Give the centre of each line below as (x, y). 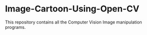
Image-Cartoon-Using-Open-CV (72, 9)
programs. (15, 27)
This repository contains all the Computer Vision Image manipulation (73, 22)
